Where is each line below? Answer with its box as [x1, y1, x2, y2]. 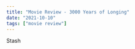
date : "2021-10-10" [6, 15, 56, 21]
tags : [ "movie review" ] [6, 20, 67, 26]
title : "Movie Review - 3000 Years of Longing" [6, 9, 130, 15]
